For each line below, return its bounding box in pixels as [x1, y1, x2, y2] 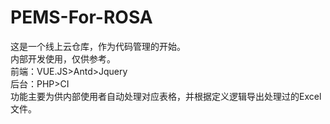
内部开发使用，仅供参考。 [10, 52, 116, 65]
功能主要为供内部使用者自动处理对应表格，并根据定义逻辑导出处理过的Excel [10, 90, 322, 102]
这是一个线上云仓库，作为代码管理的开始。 [10, 40, 186, 52]
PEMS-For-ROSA [10, 6, 153, 29]
